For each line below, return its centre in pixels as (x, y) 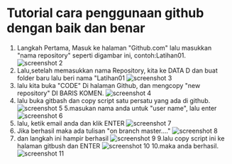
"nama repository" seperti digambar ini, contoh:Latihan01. (101, 55)
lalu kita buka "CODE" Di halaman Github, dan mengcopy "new (109, 85)
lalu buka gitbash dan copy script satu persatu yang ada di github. (114, 100)
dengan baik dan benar (76, 28)
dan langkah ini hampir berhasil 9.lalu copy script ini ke (121, 138)
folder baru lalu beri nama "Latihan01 (71, 78)
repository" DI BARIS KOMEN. (60, 93)
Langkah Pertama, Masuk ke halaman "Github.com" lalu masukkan (114, 48)
